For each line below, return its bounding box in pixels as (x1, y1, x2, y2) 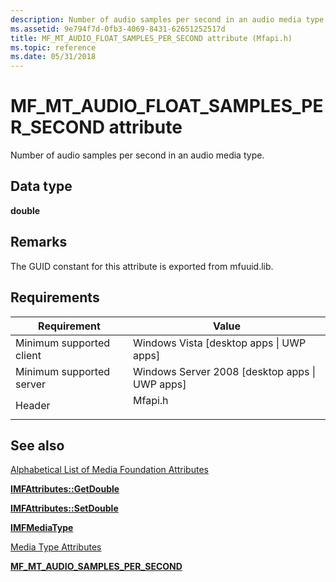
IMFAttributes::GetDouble (10, 483, 120, 495)
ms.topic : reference (10, 42, 97, 53)
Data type (10, 178, 73, 195)
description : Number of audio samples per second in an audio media (10, 14, 302, 25)
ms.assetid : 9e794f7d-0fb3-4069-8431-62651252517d (10, 24, 226, 34)
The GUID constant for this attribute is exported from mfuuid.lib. (10, 260, 274, 272)
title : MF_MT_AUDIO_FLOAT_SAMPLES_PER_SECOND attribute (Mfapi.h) (10, 33, 293, 43)
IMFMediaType (10, 522, 74, 534)
